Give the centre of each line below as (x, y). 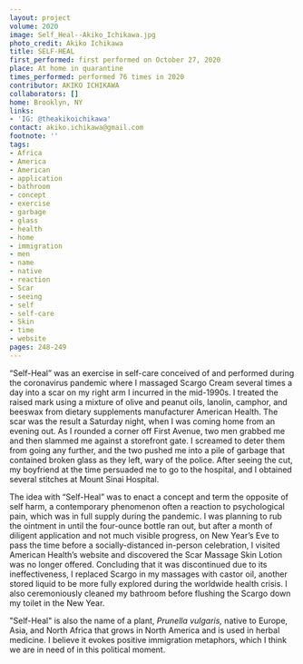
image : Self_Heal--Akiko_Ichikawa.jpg (83, 35)
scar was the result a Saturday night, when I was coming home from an (142, 421)
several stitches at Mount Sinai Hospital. (84, 479)
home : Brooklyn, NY (46, 102)
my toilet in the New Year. (57, 603)
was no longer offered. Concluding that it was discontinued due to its (138, 564)
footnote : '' (34, 136)
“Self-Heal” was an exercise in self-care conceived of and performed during (152, 372)
